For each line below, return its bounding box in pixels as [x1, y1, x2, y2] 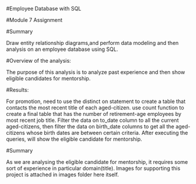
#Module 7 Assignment [6, 17, 63, 23]
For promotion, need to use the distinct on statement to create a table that [6, 98, 186, 105]
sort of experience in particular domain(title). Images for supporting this [6, 165, 181, 172]
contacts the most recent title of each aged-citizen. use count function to [6, 104, 184, 111]
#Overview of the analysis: [6, 57, 71, 64]
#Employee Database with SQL [6, 5, 81, 12]
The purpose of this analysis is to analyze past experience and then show [6, 69, 185, 76]
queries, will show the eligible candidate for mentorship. [6, 135, 143, 143]
